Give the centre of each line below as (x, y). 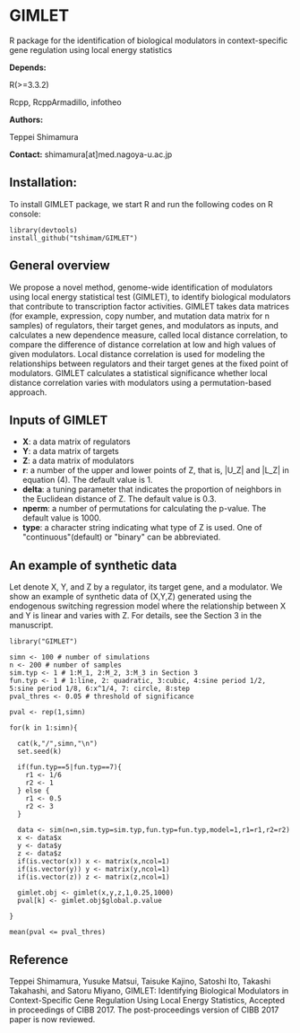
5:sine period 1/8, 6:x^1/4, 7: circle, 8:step (100, 689)
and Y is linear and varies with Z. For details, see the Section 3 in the (136, 616)
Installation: (43, 183)
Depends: (28, 67)
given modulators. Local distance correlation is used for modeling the (137, 354)
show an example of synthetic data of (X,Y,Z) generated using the (131, 597)
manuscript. (31, 626)
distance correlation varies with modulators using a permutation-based (140, 382)
